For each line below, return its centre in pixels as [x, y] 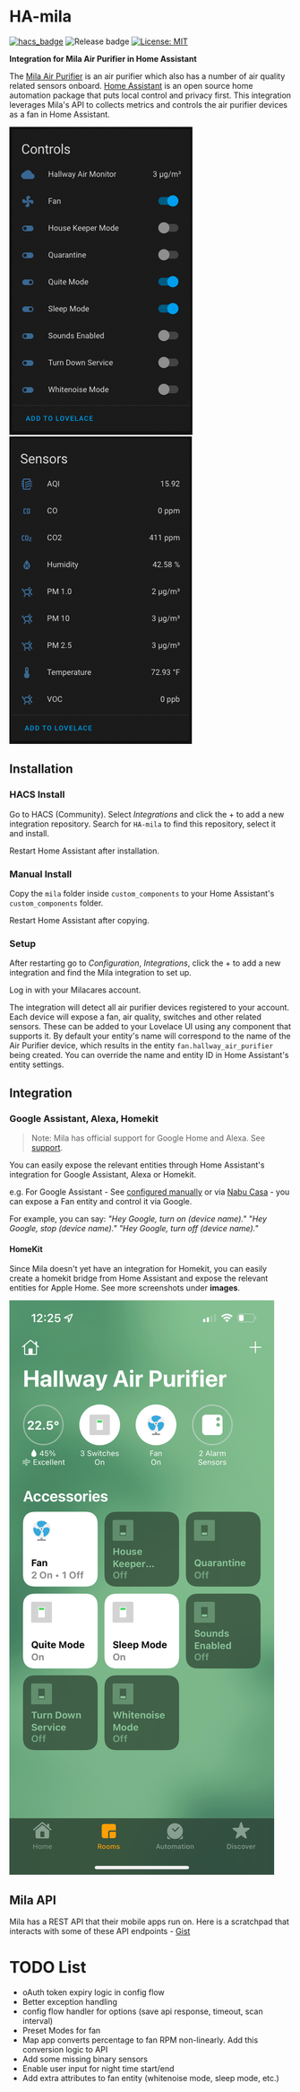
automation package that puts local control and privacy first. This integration [150, 95]
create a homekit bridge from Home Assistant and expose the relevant [139, 1278]
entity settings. [37, 1064]
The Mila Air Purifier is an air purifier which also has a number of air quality [147, 76]
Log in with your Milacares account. [75, 990]
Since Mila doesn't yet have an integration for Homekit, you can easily [138, 1269]
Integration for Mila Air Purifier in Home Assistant [103, 58]
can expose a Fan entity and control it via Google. [101, 1201]
